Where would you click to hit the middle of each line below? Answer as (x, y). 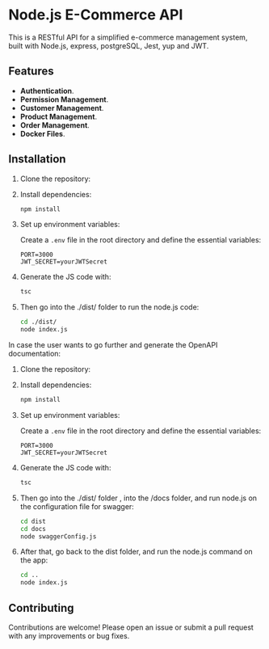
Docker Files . (42, 133)
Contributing (41, 608)
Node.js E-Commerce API (96, 15)
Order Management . (55, 125)
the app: (34, 560)
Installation (37, 159)
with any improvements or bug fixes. (69, 636)
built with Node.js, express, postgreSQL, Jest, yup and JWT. (109, 45)
